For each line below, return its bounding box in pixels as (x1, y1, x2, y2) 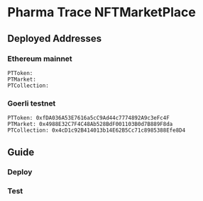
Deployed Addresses (7, 33, 102, 45)
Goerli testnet (7, 98, 56, 108)
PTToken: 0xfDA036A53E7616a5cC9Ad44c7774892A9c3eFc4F (7, 115, 170, 122)
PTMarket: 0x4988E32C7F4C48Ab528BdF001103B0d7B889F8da (7, 121, 173, 128)
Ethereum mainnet (7, 54, 72, 64)
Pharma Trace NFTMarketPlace (7, 4, 197, 21)
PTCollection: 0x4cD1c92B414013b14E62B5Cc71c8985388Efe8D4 (7, 127, 186, 134)
